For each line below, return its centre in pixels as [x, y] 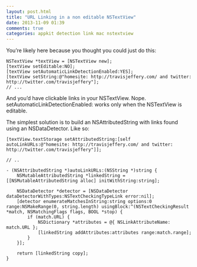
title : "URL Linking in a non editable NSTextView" [71, 17]
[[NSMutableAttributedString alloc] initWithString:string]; [83, 181]
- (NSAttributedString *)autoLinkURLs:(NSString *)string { [82, 171]
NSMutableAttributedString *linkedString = [71, 176]
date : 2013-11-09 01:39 [35, 22]
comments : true [25, 28]
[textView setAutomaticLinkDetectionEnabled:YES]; [70, 72]
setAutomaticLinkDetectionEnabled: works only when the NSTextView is [94, 105]
